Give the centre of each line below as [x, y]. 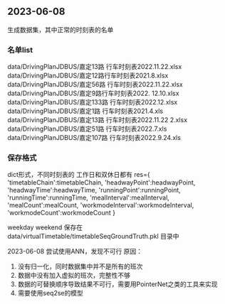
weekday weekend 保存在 [45, 227]
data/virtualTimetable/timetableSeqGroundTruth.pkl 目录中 [93, 237]
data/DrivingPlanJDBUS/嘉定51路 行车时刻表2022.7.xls [87, 129]
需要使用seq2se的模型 [51, 293]
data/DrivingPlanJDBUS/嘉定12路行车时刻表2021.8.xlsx [88, 76]
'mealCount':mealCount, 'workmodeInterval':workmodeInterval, [101, 205]
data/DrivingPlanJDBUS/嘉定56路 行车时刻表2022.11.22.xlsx [95, 85]
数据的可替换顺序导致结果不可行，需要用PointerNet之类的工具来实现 [118, 284]
